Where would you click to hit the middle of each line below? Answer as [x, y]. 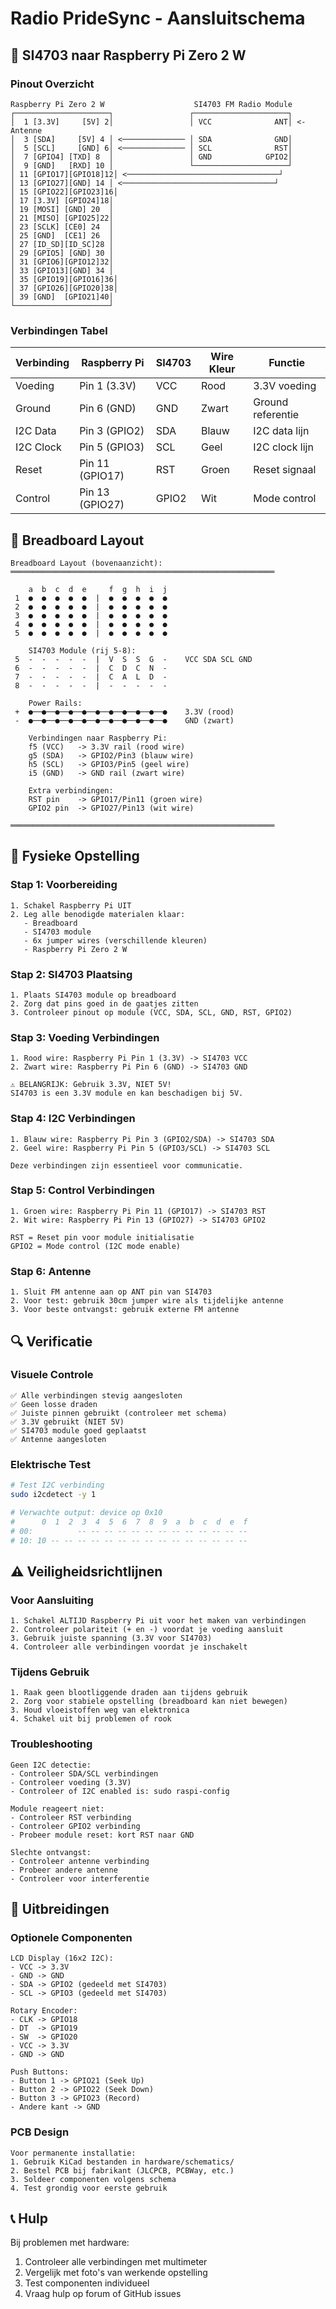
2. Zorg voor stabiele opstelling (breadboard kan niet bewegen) [149, 1702]
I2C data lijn [281, 431]
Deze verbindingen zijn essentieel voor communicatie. [127, 1165]
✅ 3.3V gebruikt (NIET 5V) [67, 1422]
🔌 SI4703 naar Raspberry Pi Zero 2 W [128, 55]
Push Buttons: [40, 2072]
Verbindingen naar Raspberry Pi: [98, 738]
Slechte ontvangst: [51, 1852]
